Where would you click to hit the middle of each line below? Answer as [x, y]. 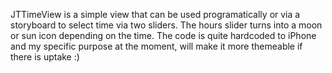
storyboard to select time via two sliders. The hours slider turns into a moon [166, 25]
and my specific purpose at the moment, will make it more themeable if [156, 46]
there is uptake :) [45, 57]
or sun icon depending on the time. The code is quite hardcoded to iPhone [163, 35]
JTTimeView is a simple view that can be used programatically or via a [155, 14]
